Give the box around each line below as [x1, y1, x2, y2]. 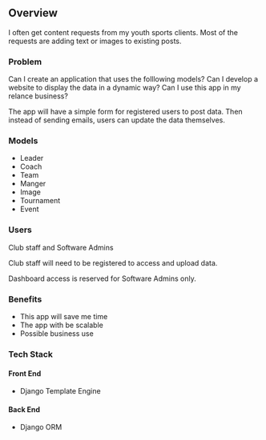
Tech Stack [8, 348, 54, 359]
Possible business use [19, 329, 94, 338]
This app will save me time [19, 312, 108, 321]
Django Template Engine [19, 386, 102, 396]
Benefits [8, 294, 42, 305]
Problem [8, 56, 42, 67]
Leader [19, 154, 44, 163]
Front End [8, 368, 42, 378]
